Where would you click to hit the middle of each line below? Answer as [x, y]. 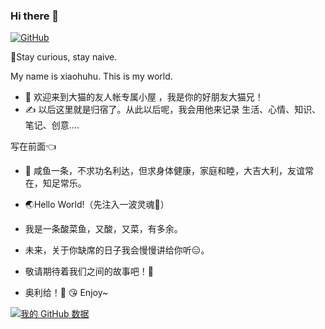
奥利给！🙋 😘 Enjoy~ [66, 293]
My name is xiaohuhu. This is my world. [91, 76]
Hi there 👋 [35, 16]
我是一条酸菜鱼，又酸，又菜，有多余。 [103, 229]
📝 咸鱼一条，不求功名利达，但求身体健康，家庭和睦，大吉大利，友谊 [164, 171]
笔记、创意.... [52, 125]
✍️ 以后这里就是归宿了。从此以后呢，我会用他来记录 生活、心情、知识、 [173, 110]
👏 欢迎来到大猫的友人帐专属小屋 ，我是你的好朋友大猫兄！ [144, 97]
